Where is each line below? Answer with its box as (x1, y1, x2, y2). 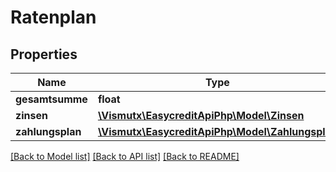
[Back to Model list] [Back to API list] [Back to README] (10, 151, 240, 162)
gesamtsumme (15, 92, 88, 106)
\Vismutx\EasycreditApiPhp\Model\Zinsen (97, 109, 305, 122)
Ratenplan (10, 6, 97, 29)
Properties (10, 46, 78, 63)
